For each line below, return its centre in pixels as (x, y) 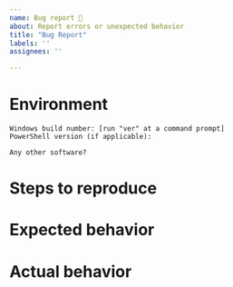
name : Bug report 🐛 (46, 18)
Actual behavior (71, 271)
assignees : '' (36, 52)
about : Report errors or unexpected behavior (97, 26)
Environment (59, 104)
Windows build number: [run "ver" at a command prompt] (117, 129)
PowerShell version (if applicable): (81, 137)
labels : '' (30, 43)
